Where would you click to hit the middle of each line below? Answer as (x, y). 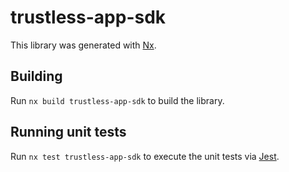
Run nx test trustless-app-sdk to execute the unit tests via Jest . (145, 156)
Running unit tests (68, 132)
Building (36, 76)
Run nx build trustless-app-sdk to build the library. (117, 100)
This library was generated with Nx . (83, 45)
